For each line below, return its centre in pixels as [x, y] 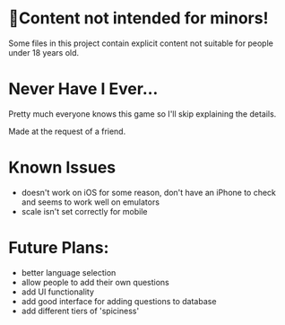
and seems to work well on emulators [91, 202]
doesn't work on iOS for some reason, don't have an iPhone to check [149, 192]
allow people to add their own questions [95, 282]
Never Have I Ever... [83, 89]
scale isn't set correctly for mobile [84, 211]
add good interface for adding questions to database [119, 301]
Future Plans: [59, 248]
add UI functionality [58, 292]
